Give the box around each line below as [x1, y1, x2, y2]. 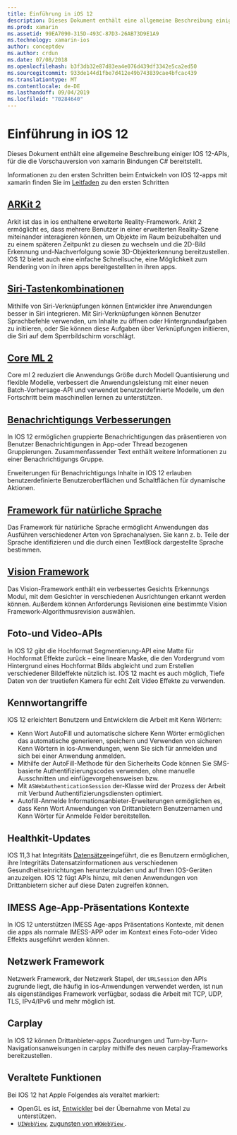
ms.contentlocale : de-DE [7, 83, 80, 90]
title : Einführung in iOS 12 [7, 10, 93, 18]
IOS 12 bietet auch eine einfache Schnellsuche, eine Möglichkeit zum [7, 255, 207, 263]
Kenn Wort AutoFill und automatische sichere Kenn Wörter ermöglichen [17, 729, 225, 738]
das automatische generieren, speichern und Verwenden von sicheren [17, 737, 222, 745]
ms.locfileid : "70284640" [7, 96, 83, 103]
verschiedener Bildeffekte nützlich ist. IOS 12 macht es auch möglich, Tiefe [7, 669, 225, 677]
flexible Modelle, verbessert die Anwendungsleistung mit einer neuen [7, 379, 209, 387]
